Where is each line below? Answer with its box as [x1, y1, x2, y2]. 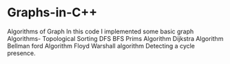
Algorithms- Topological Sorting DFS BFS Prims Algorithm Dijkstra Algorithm [7, 34, 224, 42]
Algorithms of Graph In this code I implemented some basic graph [7, 27, 194, 35]
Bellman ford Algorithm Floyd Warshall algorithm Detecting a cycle [7, 42, 195, 50]
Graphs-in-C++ [7, 5, 98, 20]
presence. [7, 49, 36, 57]
